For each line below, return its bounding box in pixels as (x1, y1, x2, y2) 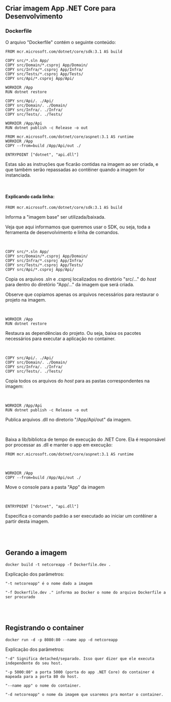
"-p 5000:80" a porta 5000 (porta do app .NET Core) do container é (5, 669, 155, 675)
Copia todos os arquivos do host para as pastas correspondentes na (5, 377, 150, 384)
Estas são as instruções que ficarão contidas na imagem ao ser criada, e (5, 161, 159, 167)
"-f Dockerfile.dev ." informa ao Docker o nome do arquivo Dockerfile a (5, 590, 166, 595)
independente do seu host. (5, 661, 63, 666)
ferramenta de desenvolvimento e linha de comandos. (5, 229, 119, 235)
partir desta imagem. (5, 518, 50, 524)
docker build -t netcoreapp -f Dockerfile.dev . (5, 562, 111, 567)
